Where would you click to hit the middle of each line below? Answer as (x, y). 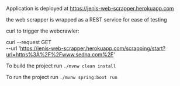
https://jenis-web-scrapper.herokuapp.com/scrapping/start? (93, 48)
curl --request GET (29, 42)
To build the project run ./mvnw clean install (61, 66)
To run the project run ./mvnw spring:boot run (62, 77)
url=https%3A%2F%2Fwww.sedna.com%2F (60, 54)
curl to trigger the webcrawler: (43, 31)
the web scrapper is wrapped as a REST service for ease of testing (87, 19)
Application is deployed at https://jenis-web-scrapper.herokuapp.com (90, 8)
